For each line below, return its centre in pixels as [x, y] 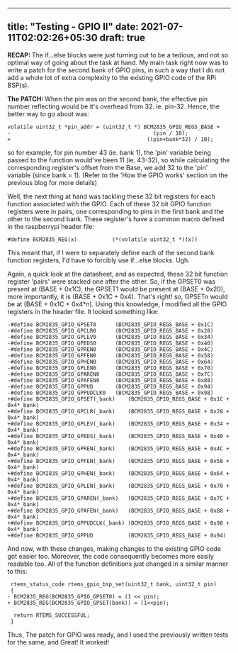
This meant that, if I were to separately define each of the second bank [111, 252]
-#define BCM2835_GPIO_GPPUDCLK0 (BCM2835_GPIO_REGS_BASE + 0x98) [110, 393]
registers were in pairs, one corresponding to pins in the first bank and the [116, 211]
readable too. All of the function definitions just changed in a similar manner [118, 564]
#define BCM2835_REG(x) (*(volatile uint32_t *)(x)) [103, 239]
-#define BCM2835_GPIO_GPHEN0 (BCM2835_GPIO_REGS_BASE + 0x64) [110, 362]
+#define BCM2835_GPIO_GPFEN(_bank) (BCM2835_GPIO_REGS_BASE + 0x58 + [119, 461]
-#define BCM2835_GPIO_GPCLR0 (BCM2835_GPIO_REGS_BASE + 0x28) [110, 330]
